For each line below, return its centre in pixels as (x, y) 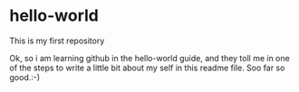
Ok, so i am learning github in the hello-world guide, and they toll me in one (149, 58)
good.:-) (25, 77)
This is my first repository (57, 41)
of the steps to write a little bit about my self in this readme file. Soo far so (147, 68)
